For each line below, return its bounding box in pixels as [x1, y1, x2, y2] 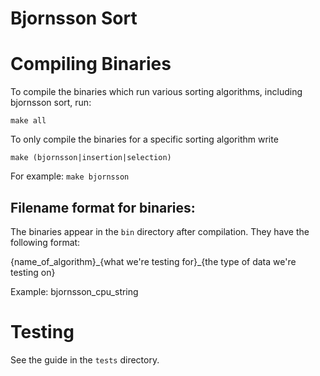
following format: [10, 236, 81, 248]
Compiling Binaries [10, 53, 172, 76]
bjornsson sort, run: [10, 97, 92, 109]
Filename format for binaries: [10, 199, 196, 216]
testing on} [10, 266, 56, 278]
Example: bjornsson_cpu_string [10, 285, 139, 297]
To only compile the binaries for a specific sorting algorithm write [10, 133, 279, 146]
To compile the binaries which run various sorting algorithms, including [10, 86, 303, 98]
